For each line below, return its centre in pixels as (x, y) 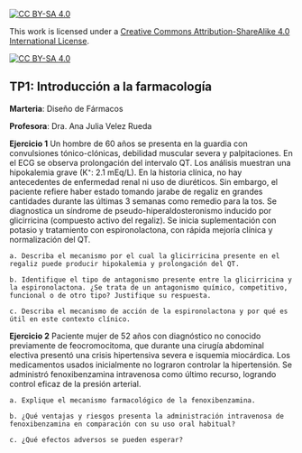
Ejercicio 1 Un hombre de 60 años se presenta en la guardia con (128, 143)
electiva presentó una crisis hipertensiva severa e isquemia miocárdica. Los (150, 355)
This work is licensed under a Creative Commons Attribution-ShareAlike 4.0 (150, 31)
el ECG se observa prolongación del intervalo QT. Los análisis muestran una (150, 162)
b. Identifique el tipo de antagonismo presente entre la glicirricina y (151, 280)
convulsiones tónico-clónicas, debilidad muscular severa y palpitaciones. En (151, 153)
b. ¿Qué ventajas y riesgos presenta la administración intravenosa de (146, 416)
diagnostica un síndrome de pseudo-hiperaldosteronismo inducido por (141, 210)
